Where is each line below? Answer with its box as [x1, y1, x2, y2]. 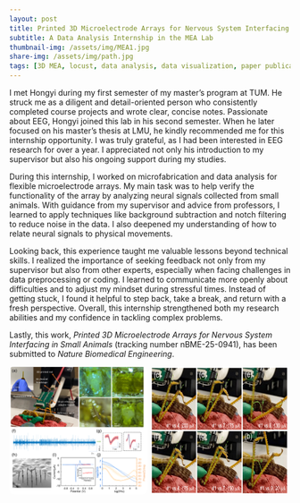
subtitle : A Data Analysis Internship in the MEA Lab [9, 33, 214, 42]
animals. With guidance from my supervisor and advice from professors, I [9, 200, 280, 210]
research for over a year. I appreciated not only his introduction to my [9, 144, 264, 155]
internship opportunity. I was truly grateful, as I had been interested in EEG [9, 135, 283, 145]
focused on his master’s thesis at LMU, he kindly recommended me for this [9, 125, 285, 136]
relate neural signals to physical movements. [9, 228, 173, 239]
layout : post [9, 14, 58, 23]
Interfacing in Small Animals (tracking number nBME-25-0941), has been [9, 339, 278, 349]
